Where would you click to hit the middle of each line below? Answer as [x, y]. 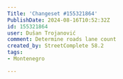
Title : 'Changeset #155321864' [52, 14]
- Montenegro [26, 59]
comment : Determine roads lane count [62, 39]
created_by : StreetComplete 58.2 [56, 46]
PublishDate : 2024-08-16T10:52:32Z [59, 20]
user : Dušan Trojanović [42, 33]
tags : [15, 53]
